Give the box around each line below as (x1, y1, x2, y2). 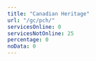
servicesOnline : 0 (7, 23, 61, 30)
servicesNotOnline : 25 (7, 29, 74, 37)
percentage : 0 (7, 36, 49, 43)
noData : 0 (7, 43, 37, 50)
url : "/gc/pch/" (7, 17, 55, 24)
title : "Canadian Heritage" (7, 10, 90, 18)
